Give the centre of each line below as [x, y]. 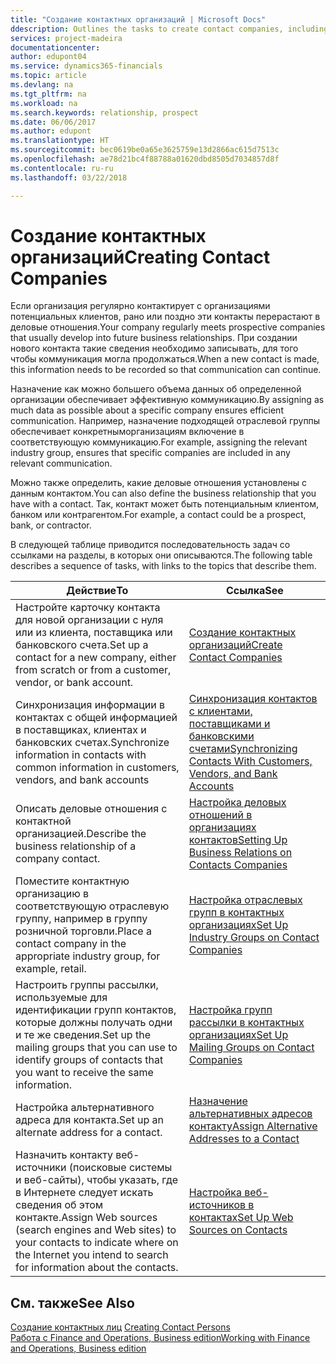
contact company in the [71, 944]
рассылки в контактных [246, 1023]
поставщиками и [229, 724]
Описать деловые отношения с [91, 809]
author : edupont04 [48, 57]
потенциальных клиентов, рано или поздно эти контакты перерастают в [165, 317]
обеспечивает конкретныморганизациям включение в [127, 432]
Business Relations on [240, 853]
